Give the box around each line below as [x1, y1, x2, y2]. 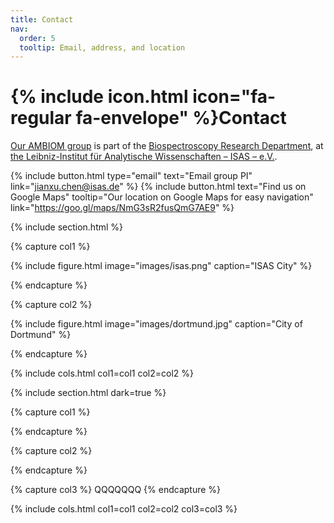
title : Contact [10, 14, 74, 25]
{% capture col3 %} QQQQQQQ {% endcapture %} [10, 484, 222, 496]
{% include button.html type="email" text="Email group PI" [10, 170, 253, 182]
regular [10, 107, 72, 130]
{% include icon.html [10, 86, 189, 108]
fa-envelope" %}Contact [75, 107, 287, 130]
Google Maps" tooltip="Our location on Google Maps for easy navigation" [10, 191, 314, 203]
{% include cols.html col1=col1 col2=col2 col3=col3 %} [10, 503, 238, 515]
